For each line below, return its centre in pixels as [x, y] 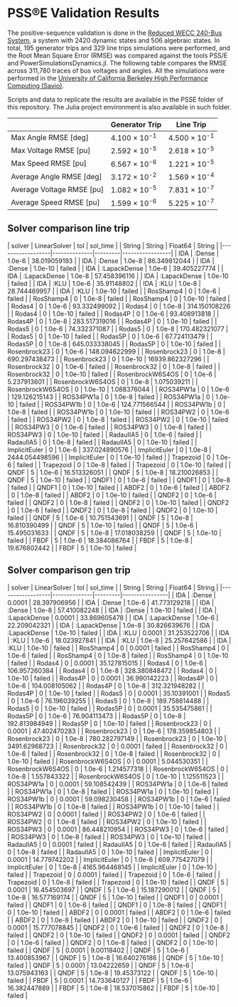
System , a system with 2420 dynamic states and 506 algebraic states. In [114, 40]
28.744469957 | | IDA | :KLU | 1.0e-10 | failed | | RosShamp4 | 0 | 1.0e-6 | [114, 291]
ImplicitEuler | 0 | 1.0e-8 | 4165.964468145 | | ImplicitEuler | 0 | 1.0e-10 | [112, 867]
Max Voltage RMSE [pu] [51, 150]
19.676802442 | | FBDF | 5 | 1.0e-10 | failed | [72, 548]
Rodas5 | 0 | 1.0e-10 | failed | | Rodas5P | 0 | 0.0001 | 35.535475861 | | [110, 708]
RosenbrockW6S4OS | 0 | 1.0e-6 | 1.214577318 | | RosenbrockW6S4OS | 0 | [118, 769]
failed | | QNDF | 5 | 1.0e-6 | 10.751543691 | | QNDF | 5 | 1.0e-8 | [100, 518]
